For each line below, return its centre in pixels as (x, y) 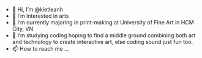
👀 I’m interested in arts (40, 16)
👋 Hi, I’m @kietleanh (37, 9)
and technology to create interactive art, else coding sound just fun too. (103, 42)
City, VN (23, 29)
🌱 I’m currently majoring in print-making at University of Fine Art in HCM (103, 22)
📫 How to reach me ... (40, 49)
